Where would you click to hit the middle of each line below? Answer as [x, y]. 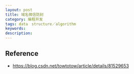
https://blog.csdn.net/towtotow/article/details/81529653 [71, 65]
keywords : [16, 29]
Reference [22, 54]
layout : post [19, 10]
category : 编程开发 [24, 19]
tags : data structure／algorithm [41, 24]
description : [19, 33]
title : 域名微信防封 [24, 15]
